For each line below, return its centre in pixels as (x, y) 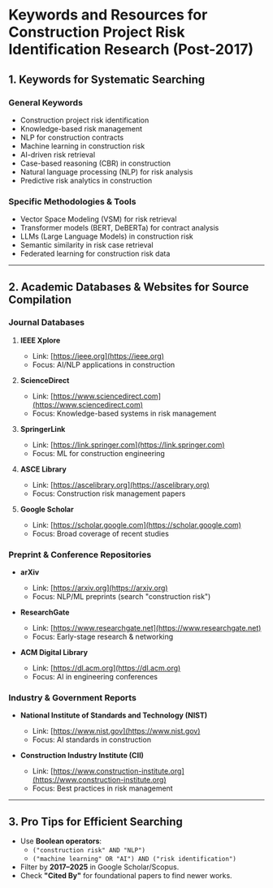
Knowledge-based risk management (81, 128)
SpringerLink (43, 429)
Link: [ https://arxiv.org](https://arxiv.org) (100, 588)
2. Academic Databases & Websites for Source (129, 287)
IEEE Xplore (40, 340)
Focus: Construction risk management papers (109, 494)
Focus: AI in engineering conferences (95, 677)
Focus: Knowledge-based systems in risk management (124, 413)
